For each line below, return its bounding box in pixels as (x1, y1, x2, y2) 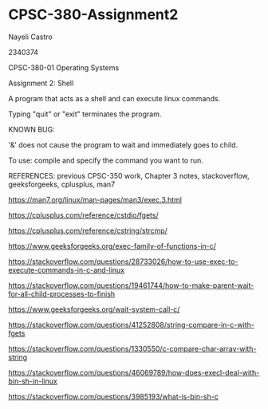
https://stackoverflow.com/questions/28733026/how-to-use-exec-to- (8, 257, 238, 266)
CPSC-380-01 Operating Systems (8, 62, 120, 73)
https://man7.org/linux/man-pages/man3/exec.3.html (8, 195, 182, 204)
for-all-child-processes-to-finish (8, 289, 116, 298)
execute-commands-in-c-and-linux (8, 265, 125, 274)
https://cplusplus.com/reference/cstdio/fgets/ (8, 210, 159, 220)
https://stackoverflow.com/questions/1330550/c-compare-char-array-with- (8, 344, 257, 353)
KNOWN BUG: (8, 124, 55, 134)
